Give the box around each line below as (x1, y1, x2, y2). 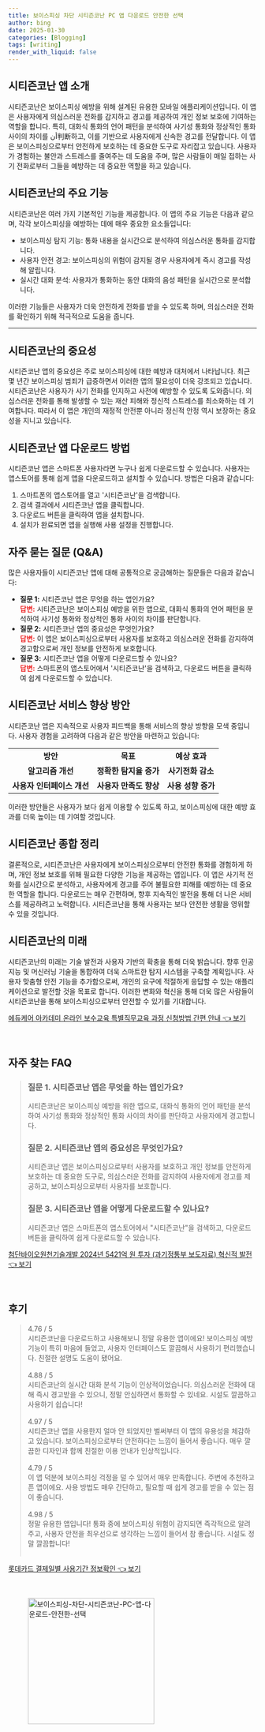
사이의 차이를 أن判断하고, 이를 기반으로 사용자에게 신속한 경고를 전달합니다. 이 (8, 131, 248, 141)
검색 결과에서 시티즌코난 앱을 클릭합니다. (19, 500, 144, 510)
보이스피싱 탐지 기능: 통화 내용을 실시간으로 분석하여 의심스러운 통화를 (19, 235, 235, 245)
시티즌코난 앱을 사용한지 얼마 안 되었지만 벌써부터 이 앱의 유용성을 (27, 1426, 230, 1435)
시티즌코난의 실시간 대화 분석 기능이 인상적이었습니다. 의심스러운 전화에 (27, 1379, 247, 1389)
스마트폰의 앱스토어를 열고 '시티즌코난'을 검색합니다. (19, 490, 181, 500)
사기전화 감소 (168, 765, 215, 776)
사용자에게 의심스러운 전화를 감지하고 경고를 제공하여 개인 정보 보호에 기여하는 (16, 111, 257, 121)
